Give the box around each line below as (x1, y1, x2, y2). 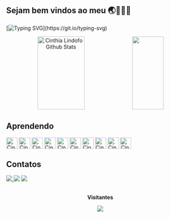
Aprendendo (6, 121, 54, 131)
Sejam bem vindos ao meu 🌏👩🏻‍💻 (6, 5, 131, 16)
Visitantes (87, 194, 113, 201)
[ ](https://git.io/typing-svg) (6, 24, 107, 32)
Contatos (6, 159, 42, 169)
